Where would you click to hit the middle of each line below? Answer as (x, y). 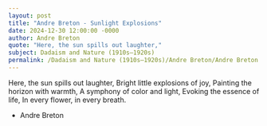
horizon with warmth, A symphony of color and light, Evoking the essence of (134, 91)
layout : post (30, 16)
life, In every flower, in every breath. (67, 100)
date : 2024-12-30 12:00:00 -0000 (64, 30)
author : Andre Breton (44, 38)
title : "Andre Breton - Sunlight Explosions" (85, 23)
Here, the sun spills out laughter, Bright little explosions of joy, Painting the (130, 83)
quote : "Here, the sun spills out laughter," (85, 45)
